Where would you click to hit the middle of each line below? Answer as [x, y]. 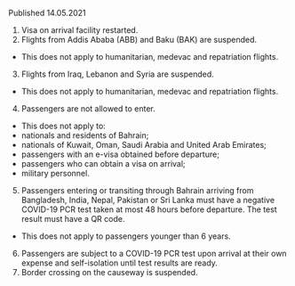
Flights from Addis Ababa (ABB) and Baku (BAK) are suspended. [139, 40]
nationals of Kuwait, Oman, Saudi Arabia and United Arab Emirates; [144, 145]
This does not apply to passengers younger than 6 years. [126, 236]
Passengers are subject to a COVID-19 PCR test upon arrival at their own [154, 253]
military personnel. [55, 173]
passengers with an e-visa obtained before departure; [120, 154]
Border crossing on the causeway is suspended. [109, 272]
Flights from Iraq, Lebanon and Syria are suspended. [117, 74]
